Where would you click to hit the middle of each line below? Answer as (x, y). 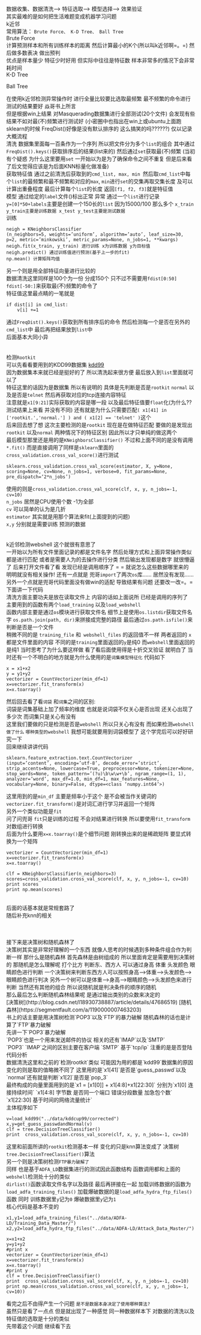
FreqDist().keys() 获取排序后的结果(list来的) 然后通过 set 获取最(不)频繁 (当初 (101, 151)
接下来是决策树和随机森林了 (40, 942)
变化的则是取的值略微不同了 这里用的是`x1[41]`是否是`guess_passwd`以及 (96, 1070)
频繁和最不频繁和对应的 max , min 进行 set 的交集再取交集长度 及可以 (113, 181)
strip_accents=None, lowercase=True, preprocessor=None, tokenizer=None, (100, 769)
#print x (17, 1250)
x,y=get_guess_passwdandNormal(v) (49, 1124)
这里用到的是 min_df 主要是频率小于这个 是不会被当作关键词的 (82, 796)
